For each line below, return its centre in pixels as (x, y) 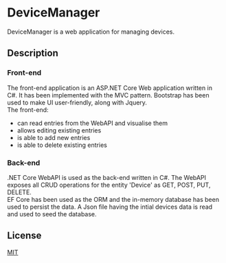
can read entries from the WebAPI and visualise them (92, 123)
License (24, 236)
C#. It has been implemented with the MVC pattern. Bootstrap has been (108, 95)
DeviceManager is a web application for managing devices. (91, 32)
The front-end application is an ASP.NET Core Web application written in (110, 88)
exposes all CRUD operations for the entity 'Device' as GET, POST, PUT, (109, 185)
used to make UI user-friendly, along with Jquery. (77, 102)
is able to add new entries (54, 137)
